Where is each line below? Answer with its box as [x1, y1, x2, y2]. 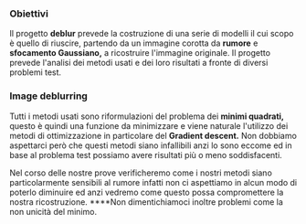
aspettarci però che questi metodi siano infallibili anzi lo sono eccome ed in [9, 140, 292, 151]
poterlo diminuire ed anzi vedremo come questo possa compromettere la [9, 187, 284, 197]
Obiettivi [9, 7, 48, 20]
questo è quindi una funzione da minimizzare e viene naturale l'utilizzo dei [9, 120, 289, 131]
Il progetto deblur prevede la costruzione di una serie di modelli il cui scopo [9, 28, 294, 39]
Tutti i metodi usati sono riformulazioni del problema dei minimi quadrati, [9, 111, 285, 122]
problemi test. [9, 67, 62, 78]
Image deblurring [9, 90, 89, 102]
